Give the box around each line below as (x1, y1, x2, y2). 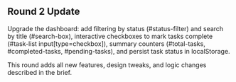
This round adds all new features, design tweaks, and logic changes (7, 60, 207, 69)
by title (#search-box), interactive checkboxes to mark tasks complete (7, 32, 213, 40)
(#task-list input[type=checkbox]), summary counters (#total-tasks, (7, 39, 206, 48)
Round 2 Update (7, 6, 80, 18)
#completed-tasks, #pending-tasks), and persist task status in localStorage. (7, 47, 230, 55)
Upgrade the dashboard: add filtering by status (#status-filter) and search (7, 24, 224, 33)
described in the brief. (7, 68, 73, 76)
